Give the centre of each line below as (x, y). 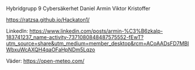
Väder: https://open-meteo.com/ (45, 61)
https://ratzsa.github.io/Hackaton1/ (48, 20)
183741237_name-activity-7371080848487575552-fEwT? (75, 37)
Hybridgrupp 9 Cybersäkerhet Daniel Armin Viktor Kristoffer (78, 8)
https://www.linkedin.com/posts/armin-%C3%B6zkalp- (96, 31)
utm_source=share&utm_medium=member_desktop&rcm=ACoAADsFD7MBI (97, 43)
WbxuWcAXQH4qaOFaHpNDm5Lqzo (51, 50)
